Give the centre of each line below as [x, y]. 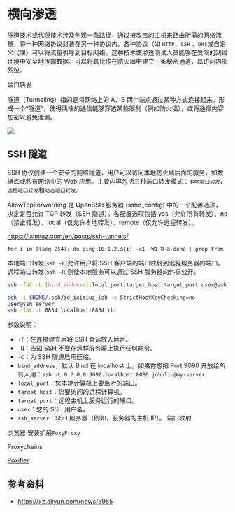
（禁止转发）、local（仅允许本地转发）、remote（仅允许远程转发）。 [102, 222]
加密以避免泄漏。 [32, 117]
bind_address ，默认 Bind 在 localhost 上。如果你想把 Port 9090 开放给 [118, 366]
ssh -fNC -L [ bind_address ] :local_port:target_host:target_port [103, 285]
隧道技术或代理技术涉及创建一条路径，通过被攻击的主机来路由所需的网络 [111, 35]
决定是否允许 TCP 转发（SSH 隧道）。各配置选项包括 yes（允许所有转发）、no [117, 213]
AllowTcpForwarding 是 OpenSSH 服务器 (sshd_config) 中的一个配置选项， [115, 205]
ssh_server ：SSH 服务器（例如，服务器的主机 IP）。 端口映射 [105, 418]
